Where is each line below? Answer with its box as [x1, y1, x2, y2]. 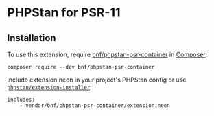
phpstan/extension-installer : [7, 83, 93, 91]
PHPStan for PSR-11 [7, 5, 121, 21]
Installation [7, 32, 56, 44]
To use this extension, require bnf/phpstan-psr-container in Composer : [7, 50, 208, 58]
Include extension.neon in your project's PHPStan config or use [7, 76, 187, 84]
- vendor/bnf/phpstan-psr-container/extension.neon [19, 102, 170, 109]
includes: [7, 96, 36, 103]
